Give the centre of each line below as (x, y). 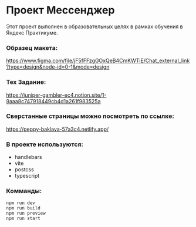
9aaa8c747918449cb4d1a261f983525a (53, 101)
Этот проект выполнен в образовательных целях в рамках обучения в (94, 26)
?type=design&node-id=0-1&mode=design (58, 67)
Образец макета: (32, 48)
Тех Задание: (26, 82)
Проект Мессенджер (60, 10)
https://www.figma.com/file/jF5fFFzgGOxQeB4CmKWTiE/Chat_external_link (98, 61)
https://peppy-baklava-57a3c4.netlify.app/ (58, 129)
